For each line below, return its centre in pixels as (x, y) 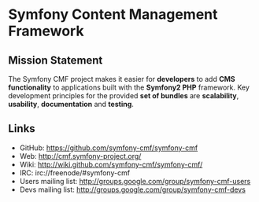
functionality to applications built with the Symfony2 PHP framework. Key (129, 87)
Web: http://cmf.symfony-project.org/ (80, 156)
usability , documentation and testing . (71, 104)
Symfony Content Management (113, 15)
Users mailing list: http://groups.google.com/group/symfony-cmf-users (135, 181)
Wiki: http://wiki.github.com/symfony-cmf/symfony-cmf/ (111, 164)
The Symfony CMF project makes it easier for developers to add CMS (122, 79)
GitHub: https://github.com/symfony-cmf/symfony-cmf (109, 148)
